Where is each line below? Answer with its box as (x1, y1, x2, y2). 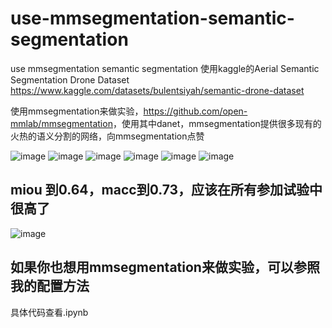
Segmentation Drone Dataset (10, 73, 130, 86)
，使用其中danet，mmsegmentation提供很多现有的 (112, 117, 322, 129)
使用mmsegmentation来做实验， (10, 105, 144, 117)
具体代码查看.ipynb (10, 306, 89, 318)
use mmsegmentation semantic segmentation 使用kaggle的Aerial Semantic (10, 62, 320, 74)
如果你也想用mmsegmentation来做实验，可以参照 (10, 259, 320, 276)
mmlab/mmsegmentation (10, 117, 113, 129)
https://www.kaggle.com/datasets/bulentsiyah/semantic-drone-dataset (10, 84, 305, 96)
